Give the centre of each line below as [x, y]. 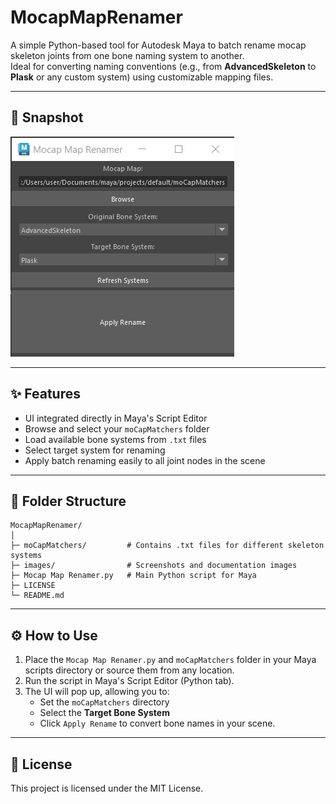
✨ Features [45, 394]
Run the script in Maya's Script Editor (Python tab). [129, 681]
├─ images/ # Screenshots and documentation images [154, 566]
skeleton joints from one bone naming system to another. [127, 55]
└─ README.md [37, 596]
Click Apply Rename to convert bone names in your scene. [157, 723]
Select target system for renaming [95, 450]
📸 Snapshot [47, 117]
